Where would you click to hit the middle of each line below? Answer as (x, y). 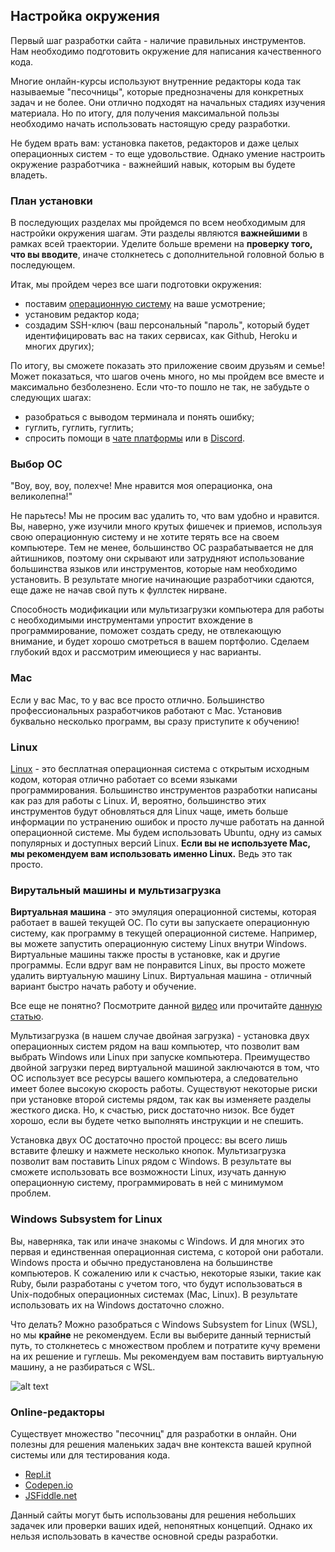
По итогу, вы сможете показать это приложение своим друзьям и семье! (167, 366)
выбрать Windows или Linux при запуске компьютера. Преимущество (160, 1057)
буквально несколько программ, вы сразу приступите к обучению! (155, 721)
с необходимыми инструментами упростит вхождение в (131, 620)
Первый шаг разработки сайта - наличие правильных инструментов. (158, 40)
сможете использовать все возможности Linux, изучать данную (148, 1172)
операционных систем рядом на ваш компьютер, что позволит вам (155, 1046)
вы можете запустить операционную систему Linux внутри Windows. (158, 944)
